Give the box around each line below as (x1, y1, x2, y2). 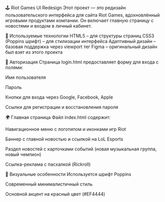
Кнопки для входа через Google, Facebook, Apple (5, 94, 113, 100)
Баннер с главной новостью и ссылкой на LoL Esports (5, 136, 124, 142)
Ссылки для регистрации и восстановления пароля (5, 104, 119, 110)
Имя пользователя (5, 74, 46, 80)
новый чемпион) (5, 151, 42, 158)
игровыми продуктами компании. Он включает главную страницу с (5, 17, 154, 24)
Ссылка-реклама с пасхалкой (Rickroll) (5, 161, 91, 167)
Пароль (5, 84, 22, 90)
